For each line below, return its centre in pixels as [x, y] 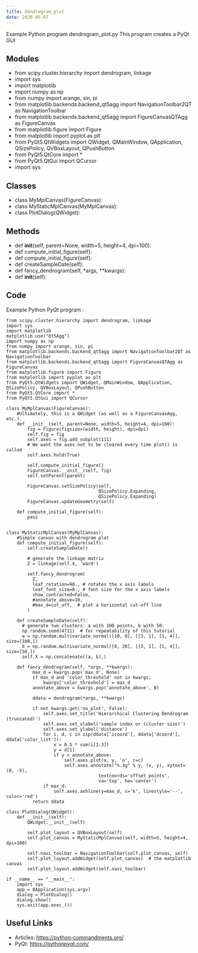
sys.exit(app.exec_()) [44, 905]
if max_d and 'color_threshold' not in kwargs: [92, 678]
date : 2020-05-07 [27, 17]
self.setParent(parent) [56, 476]
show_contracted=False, [62, 595]
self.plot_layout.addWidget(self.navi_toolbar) [87, 869]
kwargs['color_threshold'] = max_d [87, 683]
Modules [23, 59]
